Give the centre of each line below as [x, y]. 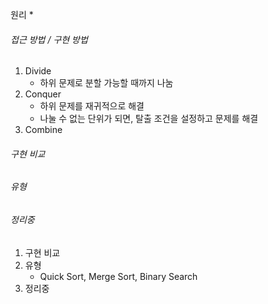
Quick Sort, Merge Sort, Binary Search [118, 276]
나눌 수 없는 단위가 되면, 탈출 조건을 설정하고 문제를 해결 [149, 119]
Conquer [43, 94]
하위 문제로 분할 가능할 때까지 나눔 [106, 83]
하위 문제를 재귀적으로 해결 [92, 106]
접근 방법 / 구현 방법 [49, 39]
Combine [43, 130]
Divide [38, 71]
